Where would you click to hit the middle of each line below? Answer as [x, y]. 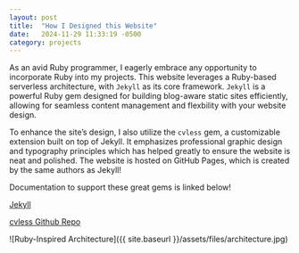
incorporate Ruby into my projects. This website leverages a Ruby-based [143, 78]
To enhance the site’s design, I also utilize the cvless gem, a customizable [145, 132]
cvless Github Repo [45, 222]
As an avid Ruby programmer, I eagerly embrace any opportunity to [133, 68]
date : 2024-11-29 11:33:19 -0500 [75, 34]
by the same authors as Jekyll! [66, 170]
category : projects [46, 42]
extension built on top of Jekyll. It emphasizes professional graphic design [146, 142]
